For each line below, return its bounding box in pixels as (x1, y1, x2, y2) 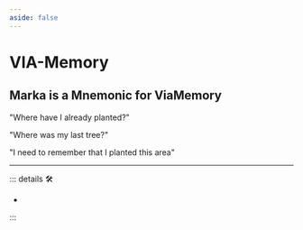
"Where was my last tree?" (9, 129, 109, 140)
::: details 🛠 (9, 173, 54, 184)
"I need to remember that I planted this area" (9, 146, 176, 158)
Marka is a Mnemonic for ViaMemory (9, 87, 223, 104)
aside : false (9, 13, 59, 23)
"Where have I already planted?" (9, 112, 131, 123)
